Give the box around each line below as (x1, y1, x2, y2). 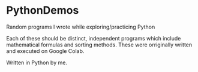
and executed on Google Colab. (6, 47, 85, 54)
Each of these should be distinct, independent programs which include (6, 35, 181, 42)
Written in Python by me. (6, 59, 68, 66)
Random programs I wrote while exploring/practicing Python (6, 23, 155, 30)
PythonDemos (6, 4, 79, 17)
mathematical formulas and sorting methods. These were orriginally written (6, 41, 193, 48)
